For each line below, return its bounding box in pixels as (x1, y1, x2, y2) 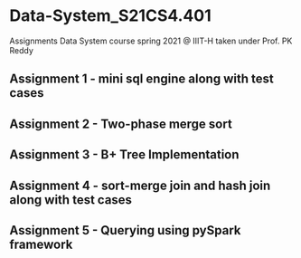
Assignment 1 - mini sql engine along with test (9, 72, 274, 87)
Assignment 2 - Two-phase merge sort (9, 116, 232, 131)
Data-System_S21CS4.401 (9, 5, 212, 26)
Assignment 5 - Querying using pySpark (9, 223, 241, 238)
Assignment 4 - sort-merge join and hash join (9, 177, 271, 193)
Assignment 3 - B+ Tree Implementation (9, 147, 240, 163)
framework (9, 236, 73, 252)
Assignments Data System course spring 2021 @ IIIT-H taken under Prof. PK (9, 35, 293, 46)
